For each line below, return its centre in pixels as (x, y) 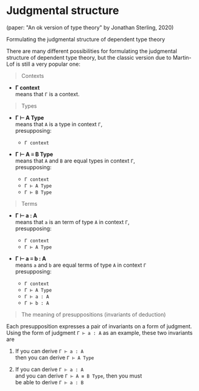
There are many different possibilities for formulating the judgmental (92, 51)
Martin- (182, 57)
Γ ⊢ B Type (38, 192)
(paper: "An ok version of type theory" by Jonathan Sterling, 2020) (90, 27)
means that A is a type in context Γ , (59, 124)
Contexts (33, 76)
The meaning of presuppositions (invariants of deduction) (93, 314)
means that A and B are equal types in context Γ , (75, 160)
